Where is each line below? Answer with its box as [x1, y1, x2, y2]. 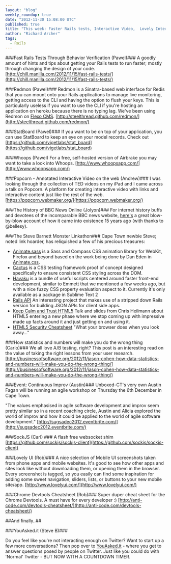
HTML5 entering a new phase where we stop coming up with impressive [12, 313, 164, 319]
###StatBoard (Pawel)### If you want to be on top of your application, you [5, 128, 162, 135]
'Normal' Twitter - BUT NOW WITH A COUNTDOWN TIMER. [5, 553, 131, 559]
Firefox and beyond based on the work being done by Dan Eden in [12, 253, 152, 260]
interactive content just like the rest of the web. [5, 192, 104, 198]
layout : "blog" [5, 7, 38, 13]
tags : [5, 36, 17, 41]
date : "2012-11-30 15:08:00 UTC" [5, 17, 76, 22]
